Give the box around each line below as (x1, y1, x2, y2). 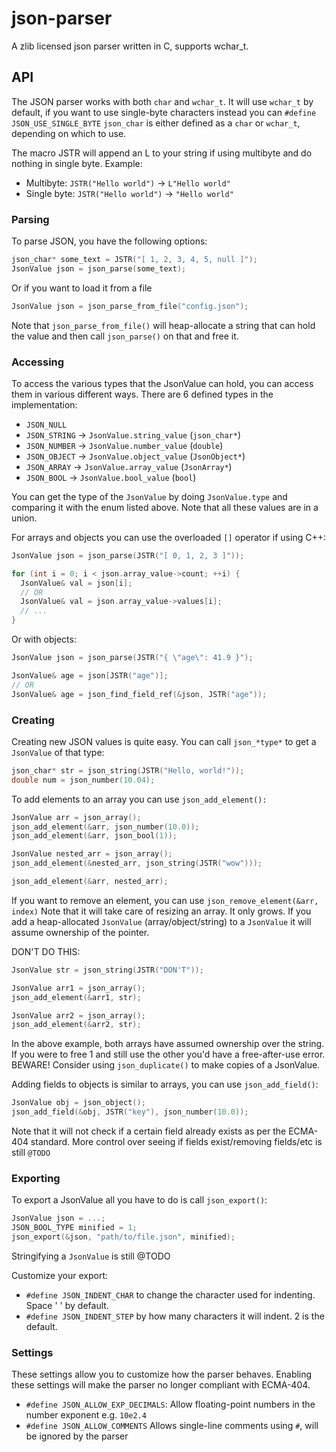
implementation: (11, 398, 78, 411)
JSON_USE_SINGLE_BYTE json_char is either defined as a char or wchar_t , (11, 117, 301, 129)
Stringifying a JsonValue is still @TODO (11, 1250, 171, 1262)
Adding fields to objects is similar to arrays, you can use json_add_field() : (11, 1078, 319, 1091)
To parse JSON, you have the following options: (11, 235, 208, 247)
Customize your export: (11, 1269, 109, 1281)
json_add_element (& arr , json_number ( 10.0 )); (11, 822, 200, 832)
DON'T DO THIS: (11, 945, 81, 957)
